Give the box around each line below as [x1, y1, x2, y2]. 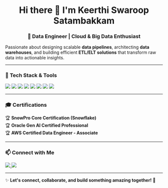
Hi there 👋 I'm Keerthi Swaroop [19, 4, 149, 16]
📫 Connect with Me [5, 149, 54, 156]
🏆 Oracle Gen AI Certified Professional [5, 122, 88, 129]
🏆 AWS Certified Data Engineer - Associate [5, 130, 98, 136]
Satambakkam [53, 15, 115, 26]
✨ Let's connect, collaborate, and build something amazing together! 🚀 [5, 177, 156, 184]
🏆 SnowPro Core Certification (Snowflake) [5, 115, 96, 121]
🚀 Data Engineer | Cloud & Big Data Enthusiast [27, 33, 141, 40]
